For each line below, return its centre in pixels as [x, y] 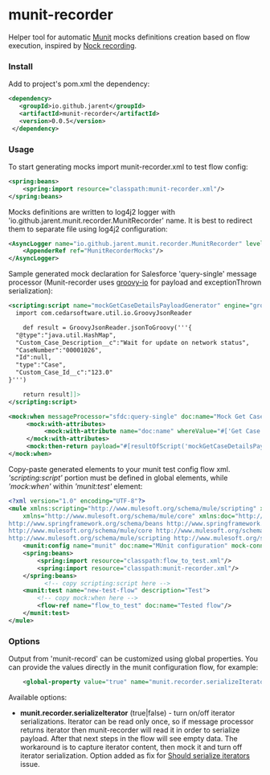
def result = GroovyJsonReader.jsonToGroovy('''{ [108, 327]
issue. [30, 764]
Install [21, 66]
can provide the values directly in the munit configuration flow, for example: [133, 667]
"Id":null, [34, 358]
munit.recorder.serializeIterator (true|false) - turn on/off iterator [127, 712]
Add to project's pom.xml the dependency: [79, 84]
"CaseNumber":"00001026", [59, 350]
